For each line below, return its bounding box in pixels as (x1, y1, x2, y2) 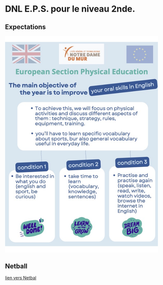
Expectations (5, 23, 46, 31)
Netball (5, 262, 28, 270)
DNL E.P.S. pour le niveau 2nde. (5, 3, 135, 15)
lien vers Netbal (5, 275, 36, 281)
